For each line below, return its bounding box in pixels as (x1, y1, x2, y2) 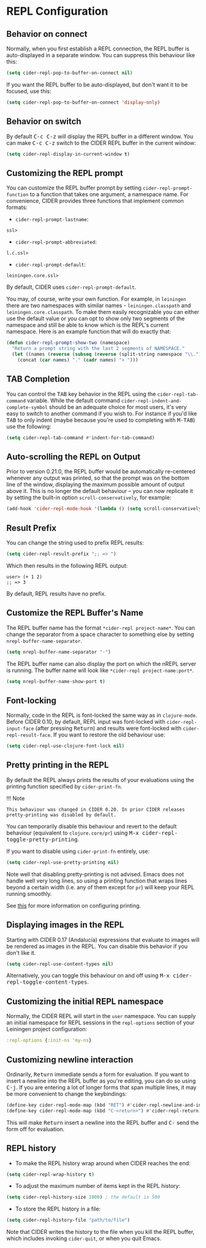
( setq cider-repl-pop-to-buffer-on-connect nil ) (6, 70, 133, 76)
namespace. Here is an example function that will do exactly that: (6, 328, 172, 335)
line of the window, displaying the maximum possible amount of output (6, 481, 185, 488)
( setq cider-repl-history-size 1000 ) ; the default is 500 (6, 1194, 161, 1200)
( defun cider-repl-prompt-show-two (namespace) (6, 340, 131, 346)
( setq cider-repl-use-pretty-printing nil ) (6, 859, 120, 865)
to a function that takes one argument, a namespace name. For (29, 191, 189, 198)
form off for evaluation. (6, 1125, 65, 1133)
